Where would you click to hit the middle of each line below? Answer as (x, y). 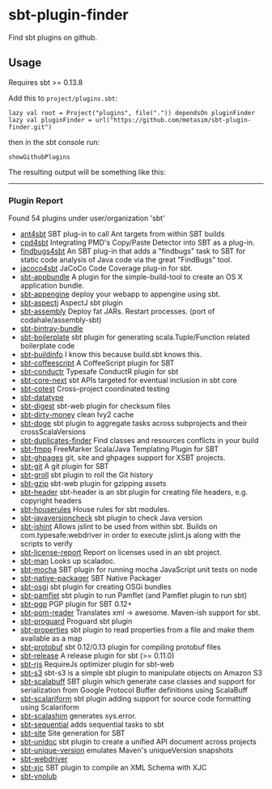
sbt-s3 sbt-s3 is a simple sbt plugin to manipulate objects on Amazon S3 (141, 673)
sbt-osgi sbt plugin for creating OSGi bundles (96, 587)
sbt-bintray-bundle (51, 329)
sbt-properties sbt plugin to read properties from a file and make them (137, 630)
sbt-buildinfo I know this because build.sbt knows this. (111, 355)
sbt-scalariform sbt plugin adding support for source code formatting (135, 699)
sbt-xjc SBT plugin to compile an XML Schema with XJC (113, 768)
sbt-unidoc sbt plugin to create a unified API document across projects (138, 742)
